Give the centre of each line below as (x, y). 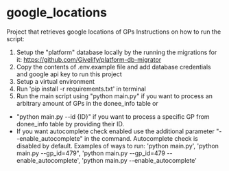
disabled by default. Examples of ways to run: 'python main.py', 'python (117, 146)
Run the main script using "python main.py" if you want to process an (114, 96)
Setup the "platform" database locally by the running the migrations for (117, 52)
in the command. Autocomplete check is (141, 138)
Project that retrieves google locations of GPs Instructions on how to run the (114, 32)
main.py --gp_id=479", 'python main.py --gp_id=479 (91, 153)
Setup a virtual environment (56, 81)
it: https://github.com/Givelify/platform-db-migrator (89, 59)
